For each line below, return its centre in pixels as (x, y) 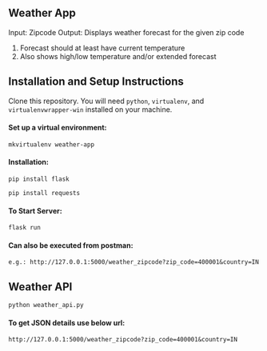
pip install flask (39, 179)
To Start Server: (35, 210)
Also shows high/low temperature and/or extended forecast (118, 56)
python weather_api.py (46, 305)
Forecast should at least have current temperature (102, 48)
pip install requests (44, 193)
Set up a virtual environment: (58, 128)
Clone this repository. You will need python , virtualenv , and (106, 101)
